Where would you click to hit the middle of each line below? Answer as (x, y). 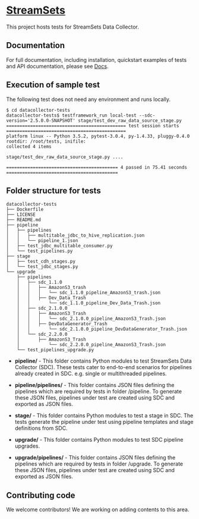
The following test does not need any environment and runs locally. (89, 99)
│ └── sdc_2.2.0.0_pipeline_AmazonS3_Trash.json (91, 345)
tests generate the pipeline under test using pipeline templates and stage (104, 422)
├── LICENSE (21, 215)
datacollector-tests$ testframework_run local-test (71, 115)
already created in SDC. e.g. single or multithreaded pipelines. (91, 374)
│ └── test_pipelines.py (40, 251)
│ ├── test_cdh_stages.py (41, 262)
